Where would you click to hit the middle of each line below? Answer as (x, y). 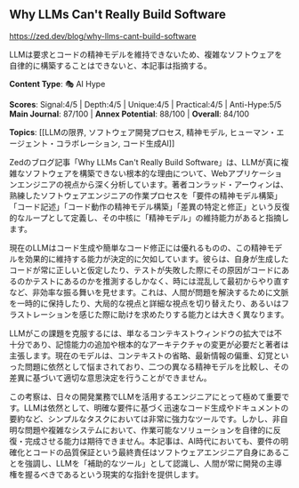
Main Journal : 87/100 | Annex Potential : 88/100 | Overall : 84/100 (129, 114)
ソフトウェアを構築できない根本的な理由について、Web (126, 173)
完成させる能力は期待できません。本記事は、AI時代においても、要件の (153, 441)
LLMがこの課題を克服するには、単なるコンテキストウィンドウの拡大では (142, 333)
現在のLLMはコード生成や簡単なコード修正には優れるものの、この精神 (138, 247)
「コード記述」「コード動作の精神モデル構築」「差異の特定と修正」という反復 (149, 206)
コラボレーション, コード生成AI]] (115, 143)
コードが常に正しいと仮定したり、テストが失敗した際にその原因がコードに (145, 269)
